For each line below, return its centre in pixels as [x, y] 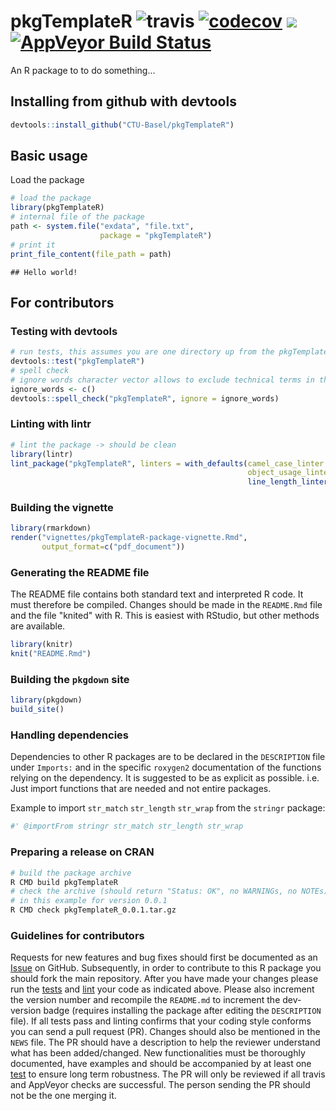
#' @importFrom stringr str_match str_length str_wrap [127, 826]
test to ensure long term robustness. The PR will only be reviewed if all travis [168, 1074]
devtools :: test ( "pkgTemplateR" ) [77, 361]
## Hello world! [44, 272]
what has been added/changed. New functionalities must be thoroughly [158, 1053]
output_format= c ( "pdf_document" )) [113, 547]
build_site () [37, 710]
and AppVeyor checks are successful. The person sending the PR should [160, 1085]
